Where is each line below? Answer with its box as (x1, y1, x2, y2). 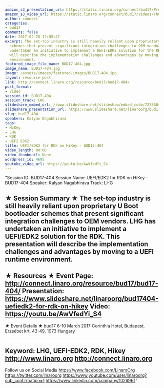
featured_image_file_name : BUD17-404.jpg (5, 61, 91, 66)
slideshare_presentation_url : (5, 107, 67, 112)
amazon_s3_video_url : (5, 12, 49, 17)
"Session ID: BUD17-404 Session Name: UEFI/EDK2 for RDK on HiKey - (5, 175, 148, 181)
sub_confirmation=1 (5, 378, 45, 384)
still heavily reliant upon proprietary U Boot (5, 202, 139, 210)
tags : (5, 121, 16, 125)
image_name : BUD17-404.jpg (5, 66, 60, 71)
